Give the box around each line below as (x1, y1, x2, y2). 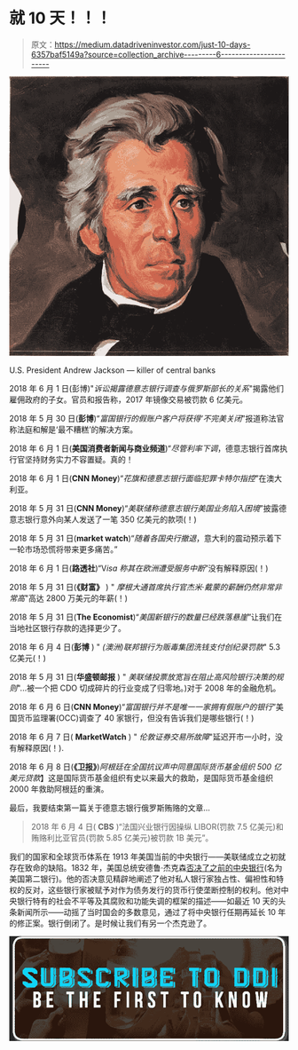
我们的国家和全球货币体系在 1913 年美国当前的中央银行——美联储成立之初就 (9, 851, 286, 862)
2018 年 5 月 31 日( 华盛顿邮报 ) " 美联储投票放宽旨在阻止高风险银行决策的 (9, 671, 277, 682)
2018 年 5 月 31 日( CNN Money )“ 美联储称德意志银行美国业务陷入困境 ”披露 (9, 502, 279, 513)
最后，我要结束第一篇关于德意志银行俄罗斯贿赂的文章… (9, 802, 211, 813)
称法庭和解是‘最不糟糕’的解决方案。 (9, 423, 138, 435)
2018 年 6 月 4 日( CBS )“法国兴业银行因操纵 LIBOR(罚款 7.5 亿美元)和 (30, 821, 284, 832)
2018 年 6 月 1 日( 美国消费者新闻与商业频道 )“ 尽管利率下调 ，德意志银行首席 (9, 443, 280, 454)
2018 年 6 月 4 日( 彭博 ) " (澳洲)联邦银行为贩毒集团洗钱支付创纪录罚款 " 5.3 (9, 641, 281, 652)
